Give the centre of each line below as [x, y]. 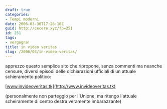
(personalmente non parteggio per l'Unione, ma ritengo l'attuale [71, 96]
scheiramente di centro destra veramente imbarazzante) [63, 101]
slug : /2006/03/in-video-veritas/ [41, 51]
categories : [18, 14]
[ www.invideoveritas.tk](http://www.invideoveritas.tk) [60, 86]
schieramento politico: [28, 76]
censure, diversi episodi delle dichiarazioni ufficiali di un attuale [71, 71]
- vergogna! [18, 42]
